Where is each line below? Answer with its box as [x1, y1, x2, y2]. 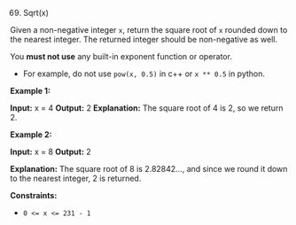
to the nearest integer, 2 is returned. [10, 173, 142, 183]
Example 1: [10, 86, 51, 96]
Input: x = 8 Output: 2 [10, 146, 91, 157]
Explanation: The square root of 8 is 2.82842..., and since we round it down [10, 164, 288, 174]
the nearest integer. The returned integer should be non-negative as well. [10, 35, 278, 44]
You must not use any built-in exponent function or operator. [10, 51, 233, 61]
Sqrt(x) [22, 8, 50, 18]
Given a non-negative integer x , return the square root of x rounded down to [10, 25, 288, 35]
